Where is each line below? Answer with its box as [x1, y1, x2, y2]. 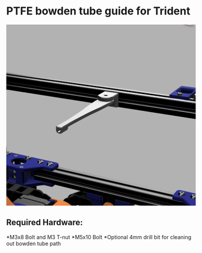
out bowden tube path [6, 240, 61, 247]
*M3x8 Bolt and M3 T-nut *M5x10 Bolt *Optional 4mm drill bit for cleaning [6, 233, 192, 240]
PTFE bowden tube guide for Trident [6, 4, 191, 18]
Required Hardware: [6, 217, 83, 228]
